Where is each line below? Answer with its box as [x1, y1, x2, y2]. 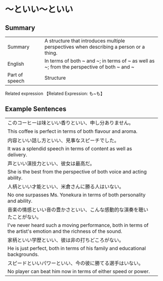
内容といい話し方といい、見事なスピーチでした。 [7, 137, 120, 144]
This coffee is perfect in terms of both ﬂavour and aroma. [7, 128, 138, 135]
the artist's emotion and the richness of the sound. [7, 228, 122, 235]
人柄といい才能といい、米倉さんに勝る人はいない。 [7, 183, 125, 190]
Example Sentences [5, 105, 66, 113]
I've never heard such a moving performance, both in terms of [7, 222, 149, 228]
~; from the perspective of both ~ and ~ [44, 64, 135, 70]
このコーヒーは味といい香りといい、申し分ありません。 [7, 120, 134, 126]
